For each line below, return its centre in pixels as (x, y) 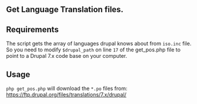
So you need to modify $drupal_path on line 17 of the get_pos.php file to (94, 50)
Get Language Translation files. (65, 10)
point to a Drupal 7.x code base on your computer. (67, 56)
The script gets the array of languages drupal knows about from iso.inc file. (99, 44)
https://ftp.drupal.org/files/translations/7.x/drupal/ (66, 95)
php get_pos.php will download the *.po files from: (67, 89)
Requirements (32, 30)
